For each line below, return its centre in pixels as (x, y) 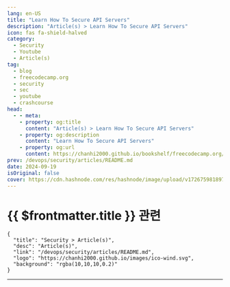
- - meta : (27, 115)
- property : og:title (50, 122)
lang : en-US (24, 13)
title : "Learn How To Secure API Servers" (68, 20)
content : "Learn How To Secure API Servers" (90, 141)
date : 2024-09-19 (32, 167)
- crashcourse (33, 103)
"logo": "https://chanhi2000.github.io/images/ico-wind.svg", (104, 258)
